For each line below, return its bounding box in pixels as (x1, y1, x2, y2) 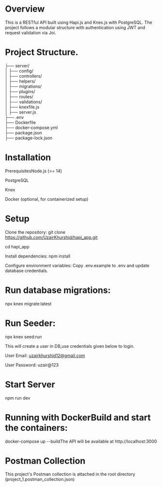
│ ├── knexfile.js (5, 104, 40, 110)
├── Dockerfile (5, 119, 36, 125)
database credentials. (5, 268, 48, 274)
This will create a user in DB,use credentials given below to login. (5, 343, 135, 349)
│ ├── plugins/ (5, 88, 35, 94)
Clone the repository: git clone (5, 229, 66, 235)
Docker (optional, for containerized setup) (5, 196, 88, 202)
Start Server (5, 379, 56, 390)
